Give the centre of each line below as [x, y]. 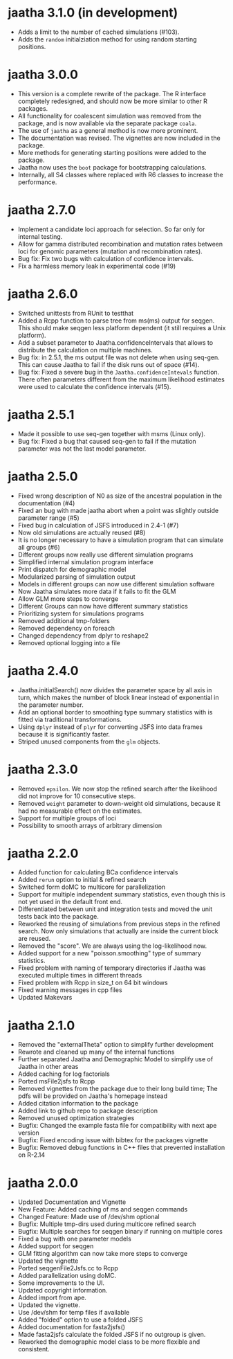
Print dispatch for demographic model [72, 569]
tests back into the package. [58, 917]
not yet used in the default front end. [70, 902]
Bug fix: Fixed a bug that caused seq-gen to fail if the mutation [107, 441]
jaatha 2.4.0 [43, 670]
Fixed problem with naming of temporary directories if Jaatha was [112, 968]
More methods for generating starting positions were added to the [112, 152]
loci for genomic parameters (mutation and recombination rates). [110, 251]
